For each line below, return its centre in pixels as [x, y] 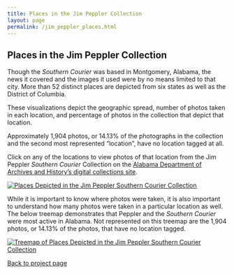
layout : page [26, 20]
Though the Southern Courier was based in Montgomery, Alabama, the [109, 72]
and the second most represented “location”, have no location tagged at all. [116, 143]
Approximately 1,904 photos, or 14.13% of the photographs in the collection [115, 136]
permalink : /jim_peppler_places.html [62, 27]
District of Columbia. [37, 94]
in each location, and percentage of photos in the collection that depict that [116, 115]
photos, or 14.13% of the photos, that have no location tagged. [97, 229]
